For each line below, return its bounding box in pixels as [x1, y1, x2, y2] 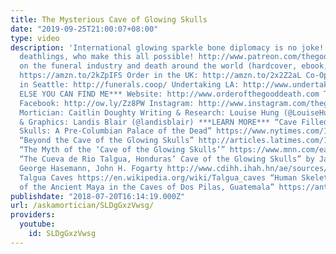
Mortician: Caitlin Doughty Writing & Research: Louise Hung [19, 107, 280, 118]
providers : [10, 210, 56, 220]
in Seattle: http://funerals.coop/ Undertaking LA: [19, 80, 240, 90]
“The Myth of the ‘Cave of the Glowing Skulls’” [19, 145, 226, 155]
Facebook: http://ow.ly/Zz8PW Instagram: [19, 98, 195, 108]
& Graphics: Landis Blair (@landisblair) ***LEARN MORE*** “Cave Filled [19, 117, 329, 127]
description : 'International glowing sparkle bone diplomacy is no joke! [10, 42, 325, 53]
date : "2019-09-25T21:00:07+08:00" [10, 24, 159, 34]
